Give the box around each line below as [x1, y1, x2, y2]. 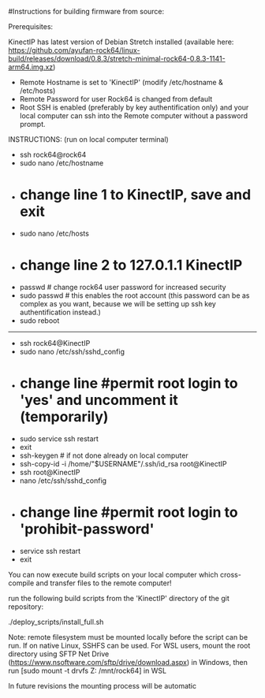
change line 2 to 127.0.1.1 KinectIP [19, 256, 243, 274]
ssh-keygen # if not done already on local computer [19, 451, 188, 460]
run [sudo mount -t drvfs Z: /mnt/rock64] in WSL [8, 666, 167, 675]
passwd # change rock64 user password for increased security [19, 282, 226, 291]
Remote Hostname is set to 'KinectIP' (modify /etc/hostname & [19, 78, 223, 87]
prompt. [19, 120, 46, 128]
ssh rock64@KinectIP [19, 338, 91, 347]
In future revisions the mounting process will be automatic [8, 681, 197, 690]
